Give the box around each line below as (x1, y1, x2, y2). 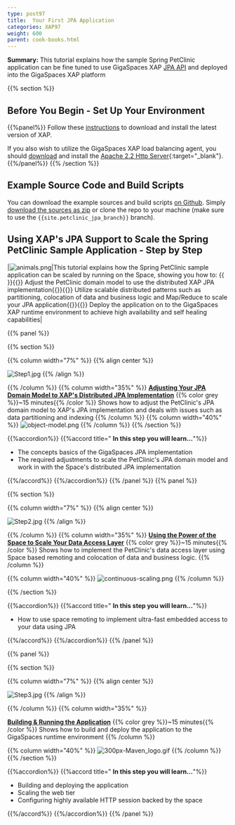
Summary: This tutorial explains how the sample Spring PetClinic (7, 55, 196, 64)
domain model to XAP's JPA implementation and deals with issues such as (7, 405, 222, 414)
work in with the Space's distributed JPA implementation (17, 463, 181, 471)
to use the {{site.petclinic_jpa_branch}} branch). (7, 213, 156, 221)
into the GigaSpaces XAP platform (7, 71, 106, 79)
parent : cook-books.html (7, 37, 80, 44)
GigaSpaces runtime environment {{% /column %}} (7, 732, 156, 741)
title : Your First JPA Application (7, 17, 114, 24)
